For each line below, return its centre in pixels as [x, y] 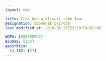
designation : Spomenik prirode [38, 23]
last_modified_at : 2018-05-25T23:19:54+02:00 [53, 28]
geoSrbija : [16, 46]
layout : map [17, 10]
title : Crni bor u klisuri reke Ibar [44, 19]
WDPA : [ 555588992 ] [24, 37]
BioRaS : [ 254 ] [20, 42]
